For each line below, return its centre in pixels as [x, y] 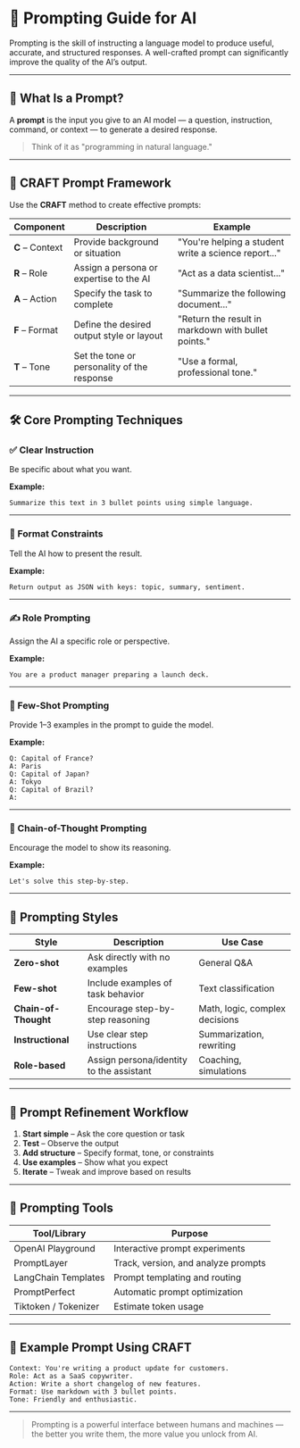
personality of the [111, 367]
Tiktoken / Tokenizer [57, 1306]
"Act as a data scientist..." [231, 273]
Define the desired [112, 324]
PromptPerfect [45, 1292]
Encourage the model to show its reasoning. [90, 848]
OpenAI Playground [54, 1248]
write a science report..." [229, 253]
